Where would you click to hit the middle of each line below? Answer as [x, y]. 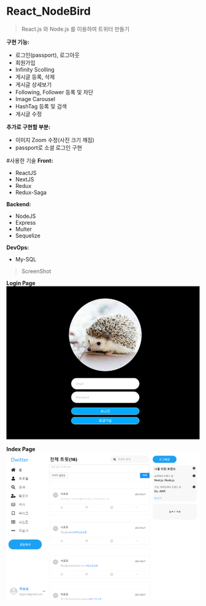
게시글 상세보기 [33, 84]
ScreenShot [36, 271]
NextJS [25, 179]
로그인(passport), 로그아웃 [47, 55]
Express [25, 222]
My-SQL [26, 259]
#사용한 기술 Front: [30, 160]
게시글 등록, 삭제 [35, 77]
